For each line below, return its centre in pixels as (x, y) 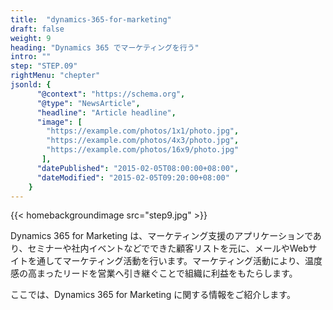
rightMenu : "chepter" (55, 76)
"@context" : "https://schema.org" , (111, 94)
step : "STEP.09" (44, 66)
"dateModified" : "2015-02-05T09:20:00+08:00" (133, 177)
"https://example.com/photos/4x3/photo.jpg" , (143, 141)
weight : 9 (31, 38)
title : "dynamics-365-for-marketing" (91, 19)
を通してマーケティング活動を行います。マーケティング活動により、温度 (175, 261)
